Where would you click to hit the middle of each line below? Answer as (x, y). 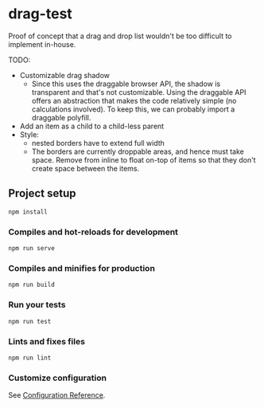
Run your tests (37, 305)
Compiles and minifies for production (82, 268)
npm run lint (30, 358)
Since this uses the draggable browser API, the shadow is (126, 84)
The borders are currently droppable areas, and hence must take (138, 151)
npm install (28, 212)
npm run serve (32, 249)
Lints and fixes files (47, 341)
